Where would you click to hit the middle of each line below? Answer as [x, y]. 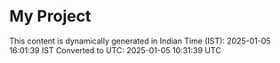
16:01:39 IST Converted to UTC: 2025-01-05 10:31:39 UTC [116, 50]
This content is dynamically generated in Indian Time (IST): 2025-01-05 [140, 41]
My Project [50, 16]
